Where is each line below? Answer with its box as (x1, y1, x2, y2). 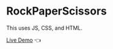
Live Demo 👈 (6, 36, 41, 44)
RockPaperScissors (6, 4, 107, 18)
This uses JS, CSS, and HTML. (6, 24, 83, 31)
